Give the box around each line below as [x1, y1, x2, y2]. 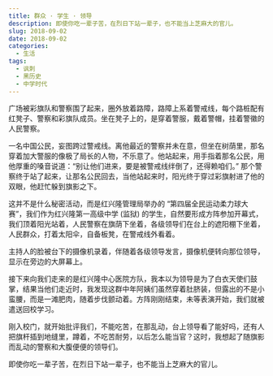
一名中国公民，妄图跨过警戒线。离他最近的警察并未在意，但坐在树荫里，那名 [8, 140, 265, 150]
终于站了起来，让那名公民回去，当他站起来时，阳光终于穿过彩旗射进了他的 [15, 171, 265, 181]
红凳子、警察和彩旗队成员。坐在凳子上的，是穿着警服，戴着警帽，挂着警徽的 [8, 113, 265, 123]
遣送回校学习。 [8, 304, 58, 313]
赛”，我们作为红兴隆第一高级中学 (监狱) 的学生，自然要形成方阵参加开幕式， [8, 209, 263, 218]
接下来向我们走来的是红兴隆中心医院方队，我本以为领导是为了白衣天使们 [8, 274, 250, 283]
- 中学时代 [15, 80, 48, 88]
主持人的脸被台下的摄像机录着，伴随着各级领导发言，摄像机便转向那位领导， [8, 246, 265, 256]
